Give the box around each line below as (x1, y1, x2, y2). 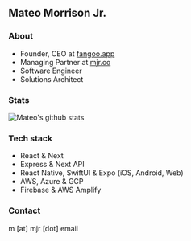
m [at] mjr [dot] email (8, 223, 79, 233)
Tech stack (8, 133, 52, 144)
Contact (8, 205, 41, 216)
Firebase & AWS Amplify (19, 185, 102, 195)
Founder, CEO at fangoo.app (19, 48, 115, 59)
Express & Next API (19, 160, 85, 170)
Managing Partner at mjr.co (19, 57, 111, 67)
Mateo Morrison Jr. (8, 6, 107, 20)
